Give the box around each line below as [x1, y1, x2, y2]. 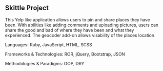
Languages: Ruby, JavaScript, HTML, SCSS [5, 41, 93, 48]
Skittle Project [5, 4, 49, 12]
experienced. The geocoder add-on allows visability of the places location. [5, 32, 156, 38]
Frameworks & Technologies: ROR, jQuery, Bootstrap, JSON [5, 51, 125, 57]
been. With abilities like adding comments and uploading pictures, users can [5, 22, 159, 28]
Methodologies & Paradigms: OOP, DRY [5, 60, 84, 66]
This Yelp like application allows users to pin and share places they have [5, 17, 150, 22]
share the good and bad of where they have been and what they [5, 27, 134, 33]
